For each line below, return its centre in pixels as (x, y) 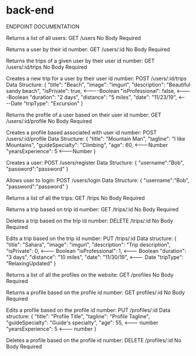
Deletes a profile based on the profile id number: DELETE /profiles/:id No (94, 340)
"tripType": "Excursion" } (53, 103)
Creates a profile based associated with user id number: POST (82, 132)
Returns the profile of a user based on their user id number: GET (84, 115)
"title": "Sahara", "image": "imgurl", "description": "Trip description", (88, 244)
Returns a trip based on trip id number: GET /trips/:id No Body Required (92, 209)
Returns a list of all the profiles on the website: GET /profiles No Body (90, 275)
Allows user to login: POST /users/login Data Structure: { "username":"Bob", (98, 180)
